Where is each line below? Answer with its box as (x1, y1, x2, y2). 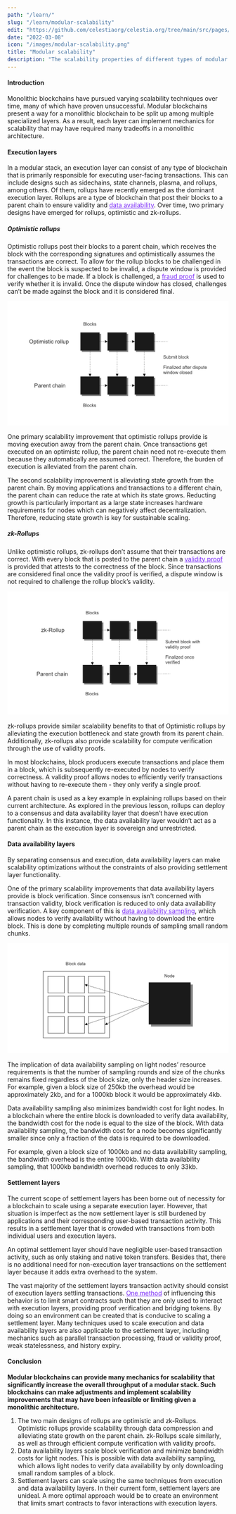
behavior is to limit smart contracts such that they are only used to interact (7, 1296, 223, 1305)
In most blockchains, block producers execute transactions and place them (7, 757, 225, 766)
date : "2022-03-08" (7, 34, 65, 41)
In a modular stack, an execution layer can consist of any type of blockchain (7, 163, 228, 172)
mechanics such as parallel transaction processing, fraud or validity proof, (7, 1334, 223, 1342)
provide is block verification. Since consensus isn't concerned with (7, 892, 202, 900)
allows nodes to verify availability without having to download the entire (7, 914, 214, 922)
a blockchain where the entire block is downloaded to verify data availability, (7, 1111, 229, 1119)
